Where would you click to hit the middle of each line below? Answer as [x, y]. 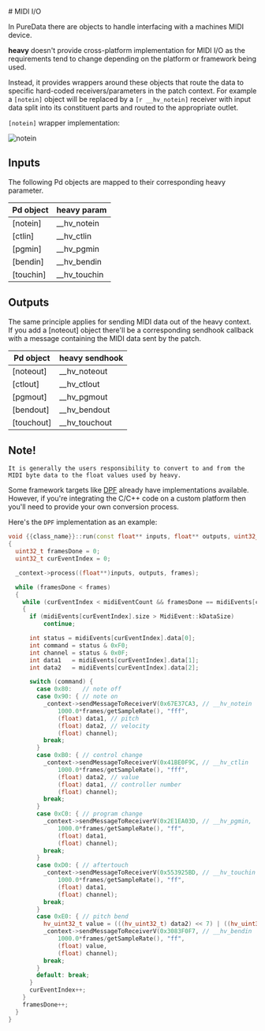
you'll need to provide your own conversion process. [93, 507]
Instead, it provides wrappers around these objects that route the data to [126, 82]
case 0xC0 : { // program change [90, 814]
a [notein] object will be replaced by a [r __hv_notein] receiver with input [129, 99]
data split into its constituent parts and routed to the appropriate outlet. [123, 107]
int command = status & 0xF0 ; [78, 645]
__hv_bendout [84, 410]
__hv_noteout [83, 371]
